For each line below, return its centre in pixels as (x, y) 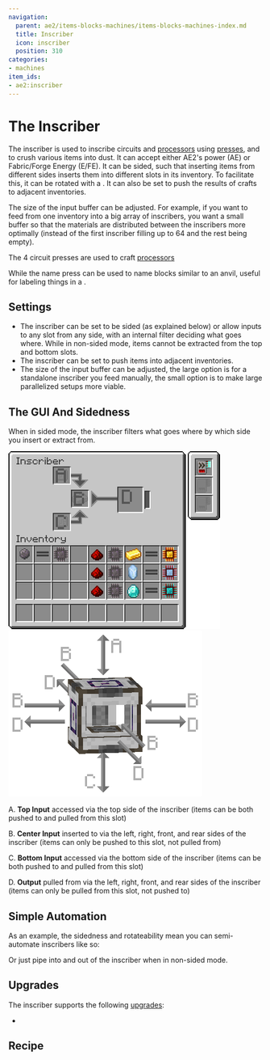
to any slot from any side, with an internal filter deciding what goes (131, 335)
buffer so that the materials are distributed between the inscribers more (127, 224)
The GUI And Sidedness (69, 412)
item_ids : (25, 77)
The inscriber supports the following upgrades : (87, 1005)
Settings (30, 307)
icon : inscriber (43, 43)
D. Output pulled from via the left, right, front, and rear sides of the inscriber (135, 882)
